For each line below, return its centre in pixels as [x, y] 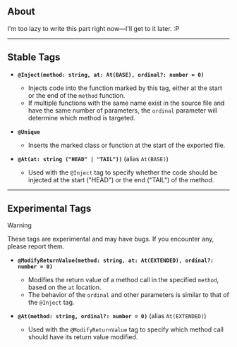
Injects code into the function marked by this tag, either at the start [125, 88]
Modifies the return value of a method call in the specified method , [123, 280]
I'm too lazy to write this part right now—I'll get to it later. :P [93, 28]
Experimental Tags [49, 209]
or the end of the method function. [77, 95]
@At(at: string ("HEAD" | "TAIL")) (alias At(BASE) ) [93, 158]
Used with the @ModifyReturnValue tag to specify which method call [126, 329]
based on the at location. [65, 287]
